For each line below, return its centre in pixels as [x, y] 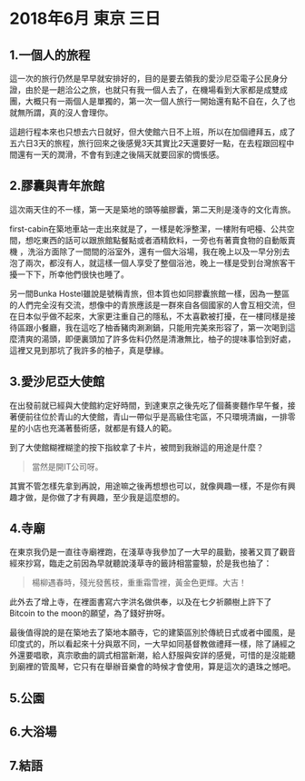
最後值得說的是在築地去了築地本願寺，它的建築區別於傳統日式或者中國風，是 [152, 633]
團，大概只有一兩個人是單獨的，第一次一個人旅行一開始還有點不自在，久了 [148, 101]
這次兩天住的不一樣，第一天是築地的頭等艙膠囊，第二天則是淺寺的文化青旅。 [152, 209]
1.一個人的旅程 [50, 55]
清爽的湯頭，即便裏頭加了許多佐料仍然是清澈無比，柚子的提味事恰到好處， [156, 339]
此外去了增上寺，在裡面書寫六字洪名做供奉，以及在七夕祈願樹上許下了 [141, 602]
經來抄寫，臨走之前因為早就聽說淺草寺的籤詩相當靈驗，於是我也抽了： [141, 563]
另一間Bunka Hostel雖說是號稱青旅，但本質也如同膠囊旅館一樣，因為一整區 [150, 293]
